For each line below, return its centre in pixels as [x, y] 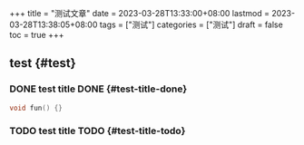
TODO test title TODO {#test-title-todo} [98, 131]
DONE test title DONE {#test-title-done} [98, 89]
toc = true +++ [37, 35]
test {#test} [43, 63]
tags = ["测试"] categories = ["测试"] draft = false [191, 24]
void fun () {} [36, 108]
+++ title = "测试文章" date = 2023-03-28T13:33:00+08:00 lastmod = [140, 13]
